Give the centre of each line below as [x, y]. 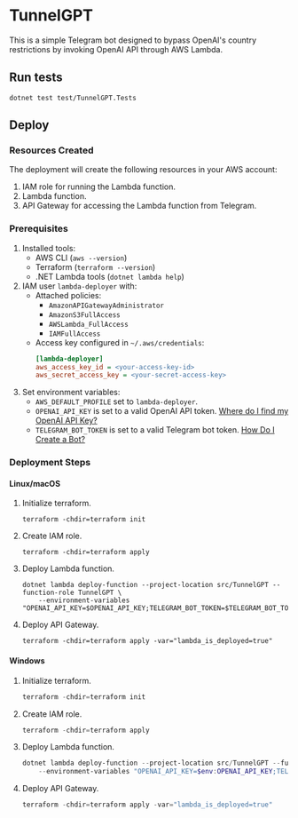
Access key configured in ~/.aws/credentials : [120, 342]
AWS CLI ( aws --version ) [81, 258]
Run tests [36, 78]
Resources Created [51, 150]
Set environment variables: [71, 393]
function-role [48, 593]
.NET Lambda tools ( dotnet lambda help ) [110, 276]
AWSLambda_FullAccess [88, 324]
